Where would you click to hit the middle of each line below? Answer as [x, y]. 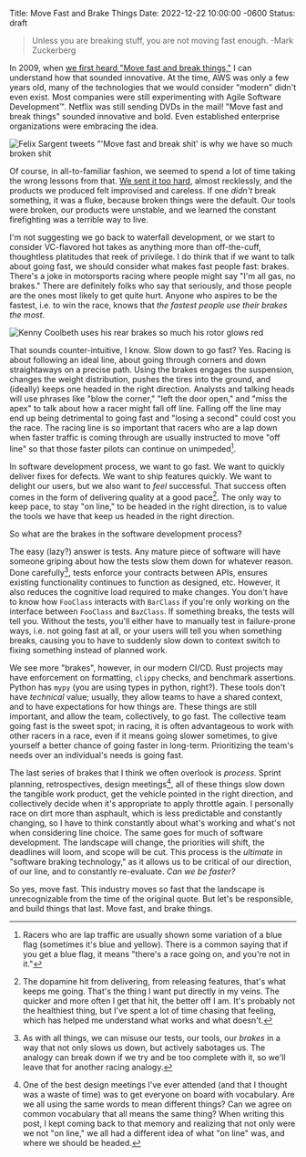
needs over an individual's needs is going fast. [97, 755]
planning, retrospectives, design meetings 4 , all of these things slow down [147, 783]
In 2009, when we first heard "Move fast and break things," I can [131, 68]
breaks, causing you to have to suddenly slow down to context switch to [145, 640]
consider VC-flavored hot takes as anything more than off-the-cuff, [135, 247]
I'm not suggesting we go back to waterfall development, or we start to [143, 237]
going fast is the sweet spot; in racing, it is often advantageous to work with [152, 725]
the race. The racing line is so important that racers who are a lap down [143, 427]
